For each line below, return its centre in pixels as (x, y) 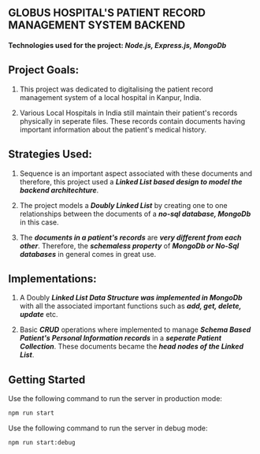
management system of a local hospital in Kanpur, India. (111, 97)
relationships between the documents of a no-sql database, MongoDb (135, 214)
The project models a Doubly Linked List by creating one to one (123, 205)
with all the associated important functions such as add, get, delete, (130, 306)
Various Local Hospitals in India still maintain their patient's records (128, 113)
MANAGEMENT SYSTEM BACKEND (97, 26)
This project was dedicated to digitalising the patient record (116, 89)
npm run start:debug (42, 443)
